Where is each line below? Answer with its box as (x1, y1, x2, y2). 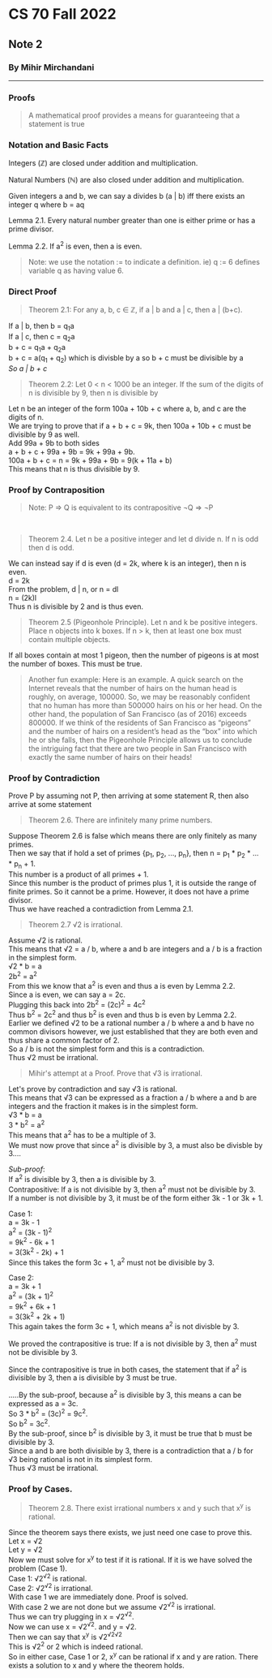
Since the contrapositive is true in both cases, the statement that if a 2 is (8, 1363, 247, 1374)
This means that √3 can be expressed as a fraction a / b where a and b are (8, 1093, 257, 1102)
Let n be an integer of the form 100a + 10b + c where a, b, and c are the (8, 403, 247, 413)
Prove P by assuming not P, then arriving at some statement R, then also (8, 791, 249, 800)
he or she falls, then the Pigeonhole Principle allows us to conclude (28, 735, 253, 744)
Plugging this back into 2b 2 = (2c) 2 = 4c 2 (8, 999, 146, 1009)
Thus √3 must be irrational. (8, 1463, 99, 1473)
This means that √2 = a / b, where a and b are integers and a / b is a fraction (8, 943, 263, 954)
